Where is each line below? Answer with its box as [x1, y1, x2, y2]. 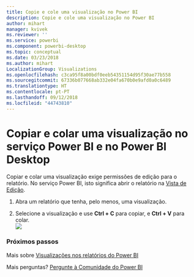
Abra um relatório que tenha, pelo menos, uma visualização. [15, 197, 167, 205]
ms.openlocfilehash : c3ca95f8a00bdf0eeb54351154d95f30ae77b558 [6, 72, 171, 78]
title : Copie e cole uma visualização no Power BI [6, 9, 138, 15]
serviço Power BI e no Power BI [6, 139, 167, 153]
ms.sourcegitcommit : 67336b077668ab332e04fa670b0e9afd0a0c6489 [6, 77, 171, 83]
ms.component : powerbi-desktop [6, 44, 86, 50]
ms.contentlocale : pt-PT [6, 89, 70, 95]
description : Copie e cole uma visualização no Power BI [6, 15, 155, 21]
